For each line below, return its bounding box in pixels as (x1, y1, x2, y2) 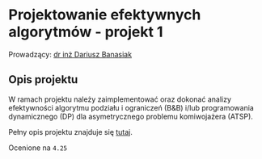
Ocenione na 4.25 (8, 143, 68, 153)
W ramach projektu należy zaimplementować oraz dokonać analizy (8, 94, 232, 104)
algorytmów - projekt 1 (8, 23, 163, 41)
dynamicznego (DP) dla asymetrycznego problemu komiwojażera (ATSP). (8, 111, 253, 121)
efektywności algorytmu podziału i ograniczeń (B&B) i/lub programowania (8, 103, 255, 112)
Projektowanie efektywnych (8, 6, 201, 24)
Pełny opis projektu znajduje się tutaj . (8, 127, 133, 136)
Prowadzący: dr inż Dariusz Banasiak (8, 49, 132, 59)
